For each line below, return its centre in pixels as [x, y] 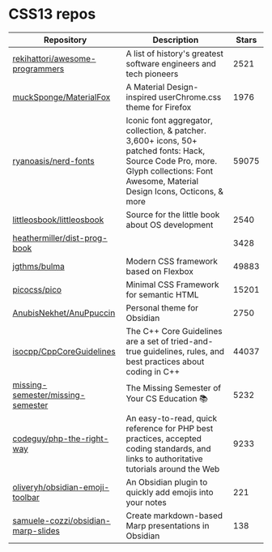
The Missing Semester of [173, 388]
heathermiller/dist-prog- [60, 237]
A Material [145, 87]
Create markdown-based [174, 516]
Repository [65, 40]
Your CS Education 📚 [167, 399]
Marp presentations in [168, 525]
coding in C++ [153, 371]
